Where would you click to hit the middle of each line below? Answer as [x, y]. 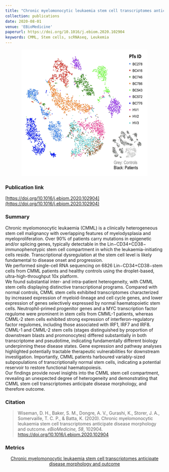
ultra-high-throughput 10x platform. [42, 276]
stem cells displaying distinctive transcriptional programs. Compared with [81, 287]
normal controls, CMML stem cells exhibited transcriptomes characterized [82, 292]
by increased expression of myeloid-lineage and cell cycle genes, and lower [84, 298]
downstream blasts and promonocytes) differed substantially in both [76, 335]
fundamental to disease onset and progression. [54, 260]
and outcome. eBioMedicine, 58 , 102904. [60, 429]
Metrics [15, 447]
